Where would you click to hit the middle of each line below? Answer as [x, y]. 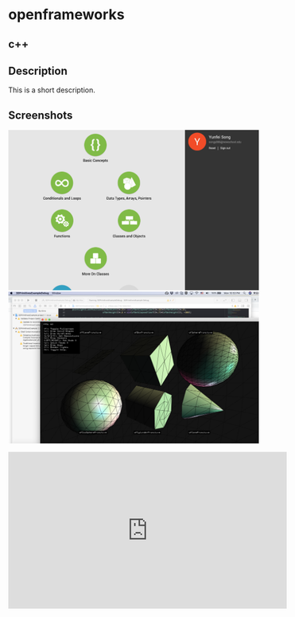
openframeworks [66, 15]
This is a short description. [52, 90]
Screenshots [41, 115]
